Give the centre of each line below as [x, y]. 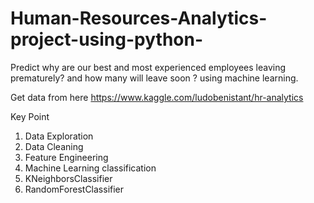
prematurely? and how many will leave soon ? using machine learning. [154, 78]
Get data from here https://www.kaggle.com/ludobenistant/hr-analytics [157, 97]
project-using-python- [107, 39]
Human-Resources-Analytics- [139, 18]
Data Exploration [59, 136]
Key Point [30, 116]
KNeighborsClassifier [68, 178]
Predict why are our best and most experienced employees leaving [148, 67]
